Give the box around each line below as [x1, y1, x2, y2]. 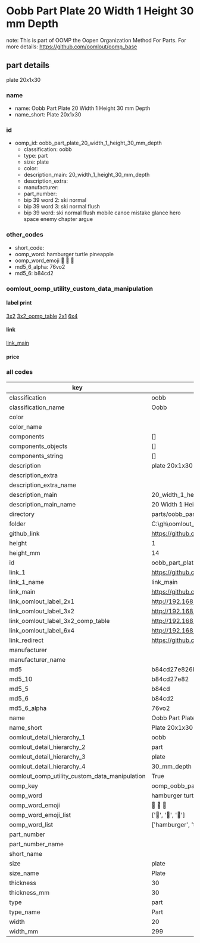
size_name [9, 869, 39, 877]
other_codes [6, 231, 43, 239]
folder [9, 520, 26, 528]
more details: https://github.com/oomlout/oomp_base [6, 43, 137, 50]
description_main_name [9, 500, 76, 508]
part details [6, 60, 50, 70]
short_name [9, 849, 43, 858]
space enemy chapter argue [23, 216, 93, 223]
